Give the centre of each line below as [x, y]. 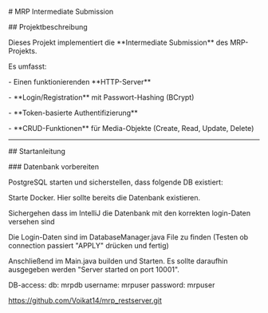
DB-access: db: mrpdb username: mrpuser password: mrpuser [112, 285]
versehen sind [32, 222]
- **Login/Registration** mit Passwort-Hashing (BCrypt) [101, 97]
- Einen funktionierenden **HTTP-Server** [80, 82]
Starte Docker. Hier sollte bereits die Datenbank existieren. [104, 198]
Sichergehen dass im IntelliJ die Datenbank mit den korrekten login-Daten [130, 213]
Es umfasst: [28, 66]
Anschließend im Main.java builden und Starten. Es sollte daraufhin [118, 261]
